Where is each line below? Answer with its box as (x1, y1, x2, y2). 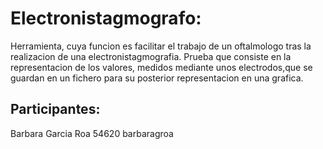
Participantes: (10, 101, 101, 118)
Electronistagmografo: (10, 7, 202, 30)
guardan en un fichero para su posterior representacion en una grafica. (10, 72, 304, 84)
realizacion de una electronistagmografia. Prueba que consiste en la (10, 50, 292, 62)
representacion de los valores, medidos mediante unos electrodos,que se (10, 61, 313, 73)
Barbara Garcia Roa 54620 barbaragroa (10, 127, 174, 139)
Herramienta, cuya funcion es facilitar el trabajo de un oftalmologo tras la (10, 40, 312, 52)
